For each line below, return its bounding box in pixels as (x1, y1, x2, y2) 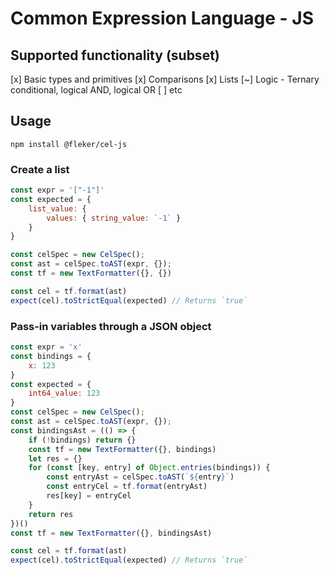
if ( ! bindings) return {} (28, 435, 137, 445)
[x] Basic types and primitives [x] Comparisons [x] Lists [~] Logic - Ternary (10, 73, 320, 85)
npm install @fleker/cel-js (10, 139, 128, 149)
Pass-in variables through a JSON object (10, 319, 212, 333)
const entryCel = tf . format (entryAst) (46, 482, 208, 492)
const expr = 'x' (10, 342, 83, 352)
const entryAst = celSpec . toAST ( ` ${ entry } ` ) (46, 472, 235, 482)
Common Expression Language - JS (10, 7, 315, 30)
